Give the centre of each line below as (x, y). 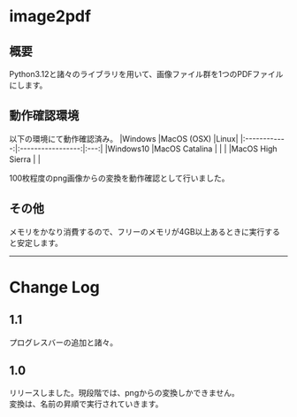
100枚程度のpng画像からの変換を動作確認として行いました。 (119, 178)
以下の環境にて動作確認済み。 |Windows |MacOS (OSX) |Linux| (124, 138)
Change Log (54, 287)
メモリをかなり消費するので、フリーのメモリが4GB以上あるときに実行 (137, 231)
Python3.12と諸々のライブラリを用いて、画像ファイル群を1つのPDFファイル (146, 74)
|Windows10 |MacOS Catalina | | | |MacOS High (191, 149)
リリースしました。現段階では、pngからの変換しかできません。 (125, 393)
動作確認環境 (44, 116)
